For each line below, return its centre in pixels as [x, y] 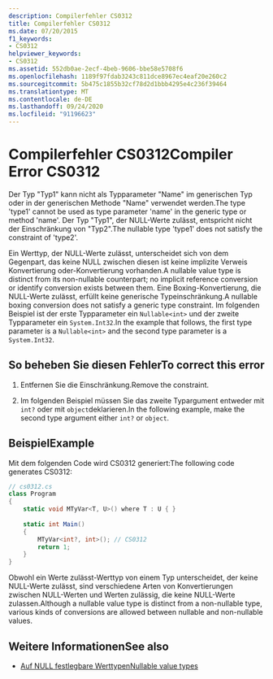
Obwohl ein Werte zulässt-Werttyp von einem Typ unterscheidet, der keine [133, 577]
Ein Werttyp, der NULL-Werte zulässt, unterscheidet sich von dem [119, 253]
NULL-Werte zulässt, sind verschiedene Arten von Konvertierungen [121, 586]
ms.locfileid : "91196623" [52, 115]
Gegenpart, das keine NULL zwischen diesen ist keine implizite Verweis [128, 262]
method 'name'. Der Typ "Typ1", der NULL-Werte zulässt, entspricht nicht [130, 220]
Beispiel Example [52, 444]
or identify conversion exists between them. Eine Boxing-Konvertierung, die [135, 287]
